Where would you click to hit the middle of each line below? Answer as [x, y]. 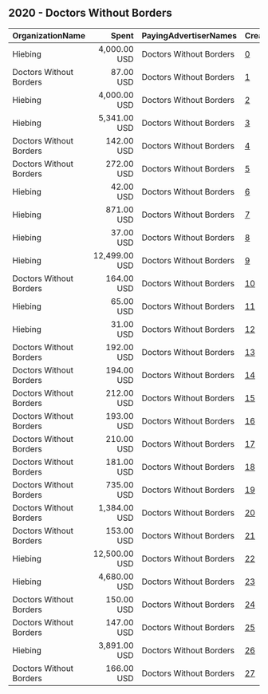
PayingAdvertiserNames [189, 35]
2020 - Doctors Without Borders [91, 13]
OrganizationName [49, 35]
